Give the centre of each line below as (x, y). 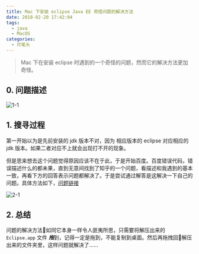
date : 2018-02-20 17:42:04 (39, 17)
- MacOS (21, 34)
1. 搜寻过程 (26, 125)
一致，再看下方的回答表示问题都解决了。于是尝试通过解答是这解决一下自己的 (99, 175)
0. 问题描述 (26, 91)
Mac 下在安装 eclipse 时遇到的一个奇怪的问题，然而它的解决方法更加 (104, 62)
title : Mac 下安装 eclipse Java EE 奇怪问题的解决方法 (70, 12)
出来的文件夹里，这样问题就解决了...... (52, 245)
